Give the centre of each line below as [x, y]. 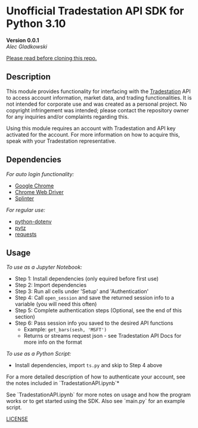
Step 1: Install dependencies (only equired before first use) [87, 279]
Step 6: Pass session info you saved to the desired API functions [94, 323]
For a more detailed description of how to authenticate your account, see [96, 377]
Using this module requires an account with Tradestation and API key [91, 128]
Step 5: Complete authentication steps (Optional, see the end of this [98, 310]
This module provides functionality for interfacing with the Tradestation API [98, 91]
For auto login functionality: [40, 174]
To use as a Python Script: [39, 354]
